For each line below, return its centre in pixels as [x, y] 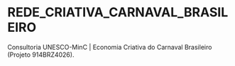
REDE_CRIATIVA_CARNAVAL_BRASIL [118, 12]
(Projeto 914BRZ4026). [41, 55]
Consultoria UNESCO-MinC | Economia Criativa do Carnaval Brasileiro [110, 47]
